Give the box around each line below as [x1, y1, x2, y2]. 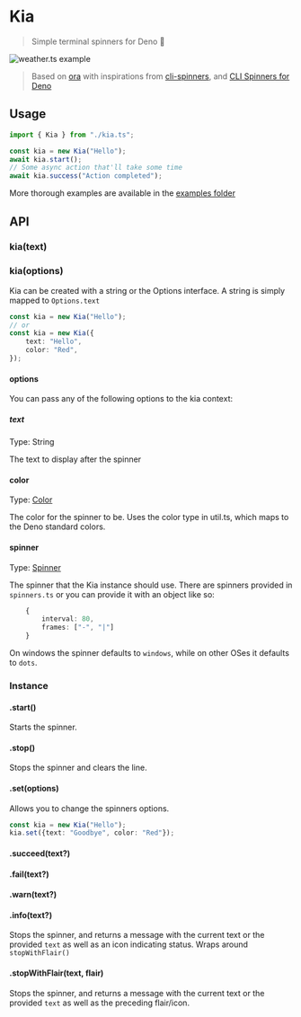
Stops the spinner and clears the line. [9, 762, 147, 774]
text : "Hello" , [25, 337, 83, 347]
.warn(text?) [9, 889, 58, 900]
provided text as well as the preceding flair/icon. [9, 997, 190, 1008]
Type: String [9, 437, 55, 447]
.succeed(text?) [9, 847, 71, 859]
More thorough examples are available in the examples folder [9, 188, 236, 199]
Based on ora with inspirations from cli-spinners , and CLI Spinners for [31, 70, 290, 82]
